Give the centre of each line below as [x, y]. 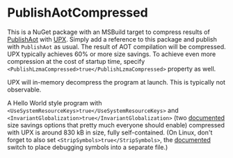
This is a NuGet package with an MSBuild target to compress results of [109, 32]
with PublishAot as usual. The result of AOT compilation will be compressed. [116, 46]
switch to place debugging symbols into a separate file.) [88, 147]
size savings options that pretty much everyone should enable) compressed [116, 125]
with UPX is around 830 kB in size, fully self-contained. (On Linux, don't [110, 132]
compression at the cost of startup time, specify [76, 61]
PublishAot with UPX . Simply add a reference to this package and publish [112, 39]
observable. [24, 89]
